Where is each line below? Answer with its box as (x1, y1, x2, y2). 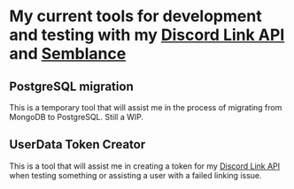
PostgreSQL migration (9, 79, 135, 94)
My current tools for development (9, 6, 263, 26)
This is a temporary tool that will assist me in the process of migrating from (9, 102, 282, 112)
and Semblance (9, 44, 127, 64)
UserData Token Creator (9, 137, 146, 152)
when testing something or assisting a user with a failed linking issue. (9, 170, 263, 180)
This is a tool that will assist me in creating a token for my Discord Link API (9, 161, 281, 171)
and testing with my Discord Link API (9, 25, 285, 45)
